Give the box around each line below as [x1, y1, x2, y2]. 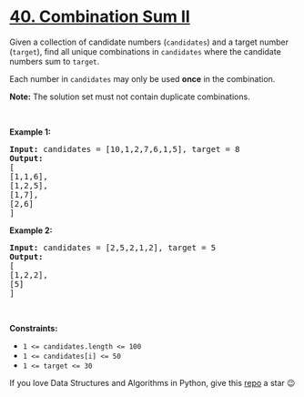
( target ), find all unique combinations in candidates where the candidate [9, 46, 282, 56]
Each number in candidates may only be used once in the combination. [9, 73, 276, 84]
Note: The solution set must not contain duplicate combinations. [9, 91, 250, 102]
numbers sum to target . [9, 56, 100, 66]
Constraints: [9, 322, 58, 333]
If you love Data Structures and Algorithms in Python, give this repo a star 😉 [9, 377, 296, 388]
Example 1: [9, 126, 52, 137]
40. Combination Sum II [9, 6, 191, 27]
